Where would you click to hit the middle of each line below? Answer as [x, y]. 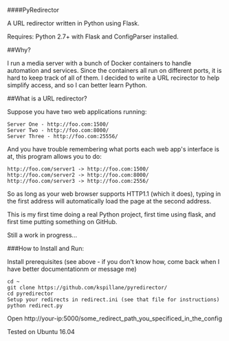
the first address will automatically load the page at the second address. [109, 201]
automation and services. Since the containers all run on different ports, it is [115, 70]
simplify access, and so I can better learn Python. [77, 85]
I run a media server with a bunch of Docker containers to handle [99, 63]
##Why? [19, 50]
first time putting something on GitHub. [62, 222]
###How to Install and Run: [46, 248]
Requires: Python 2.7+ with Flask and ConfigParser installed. [93, 36]
